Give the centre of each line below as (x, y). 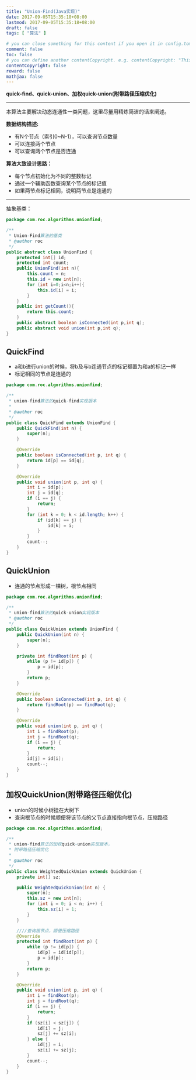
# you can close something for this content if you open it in (85, 44)
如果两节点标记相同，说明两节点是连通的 (63, 191)
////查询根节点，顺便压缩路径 (48, 931)
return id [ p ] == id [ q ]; (56, 460)
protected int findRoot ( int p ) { (57, 942)
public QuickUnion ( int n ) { (50, 634)
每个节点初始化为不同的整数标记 (53, 176)
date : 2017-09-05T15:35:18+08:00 (47, 17)
